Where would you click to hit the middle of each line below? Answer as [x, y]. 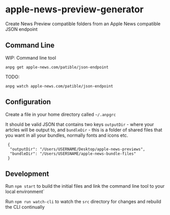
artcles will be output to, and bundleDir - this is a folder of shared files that [84, 130]
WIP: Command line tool [31, 58]
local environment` [25, 192]
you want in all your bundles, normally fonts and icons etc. [67, 135]
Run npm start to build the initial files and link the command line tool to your [85, 186]
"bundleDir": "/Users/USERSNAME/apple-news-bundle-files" [73, 154]
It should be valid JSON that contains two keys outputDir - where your [80, 124]
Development [27, 174]
